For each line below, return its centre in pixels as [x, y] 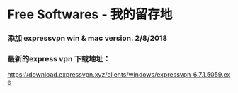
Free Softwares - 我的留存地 [90, 14]
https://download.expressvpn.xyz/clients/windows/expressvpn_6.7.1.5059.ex [119, 75]
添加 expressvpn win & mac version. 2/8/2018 [87, 38]
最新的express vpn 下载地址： [59, 59]
